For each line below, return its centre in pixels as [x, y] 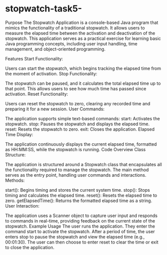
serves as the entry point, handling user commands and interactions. [76, 175]
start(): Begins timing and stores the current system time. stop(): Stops [78, 190]
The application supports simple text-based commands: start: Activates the [83, 118]
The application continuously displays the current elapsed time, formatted [81, 144]
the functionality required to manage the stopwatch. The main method [77, 170]
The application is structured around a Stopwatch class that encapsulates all [83, 164]
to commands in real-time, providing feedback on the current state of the [80, 221]
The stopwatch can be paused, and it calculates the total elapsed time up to [83, 83]
